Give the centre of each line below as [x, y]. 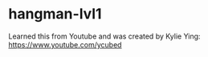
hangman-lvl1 [55, 14]
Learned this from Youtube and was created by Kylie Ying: [104, 36]
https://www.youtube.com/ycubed [65, 44]
